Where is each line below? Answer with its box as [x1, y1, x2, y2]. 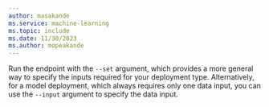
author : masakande [8, 11, 70, 20]
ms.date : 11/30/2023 [8, 34, 78, 43]
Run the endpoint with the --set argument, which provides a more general [8, 64, 254, 73]
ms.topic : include [8, 27, 70, 35]
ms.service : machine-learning [8, 19, 110, 27]
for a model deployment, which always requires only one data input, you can [8, 81, 261, 91]
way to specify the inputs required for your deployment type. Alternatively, [8, 72, 255, 82]
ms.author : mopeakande [8, 42, 84, 50]
